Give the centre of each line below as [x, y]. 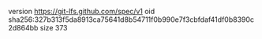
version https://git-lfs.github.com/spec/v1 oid [82, 11]
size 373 [54, 28]
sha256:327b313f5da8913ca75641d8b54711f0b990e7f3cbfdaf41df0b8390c [131, 19]
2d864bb [23, 28]
